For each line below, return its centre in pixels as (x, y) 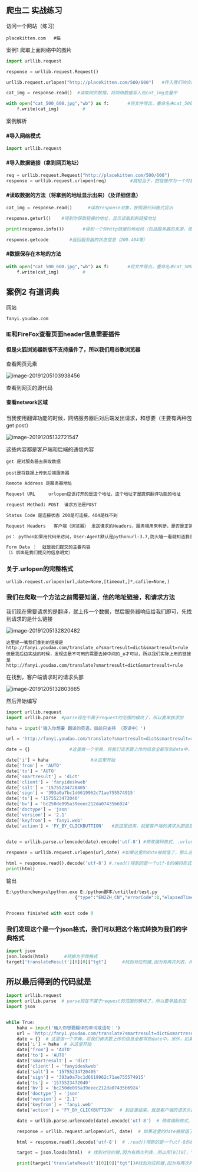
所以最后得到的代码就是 (49, 981)
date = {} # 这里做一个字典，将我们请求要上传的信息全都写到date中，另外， (100, 1039)
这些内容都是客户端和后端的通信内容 (50, 449)
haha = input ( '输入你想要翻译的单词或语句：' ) (69, 1028)
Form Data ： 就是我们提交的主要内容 (48, 547)
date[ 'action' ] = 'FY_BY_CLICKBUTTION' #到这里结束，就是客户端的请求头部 (95, 826)
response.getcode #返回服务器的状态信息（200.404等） (77, 240)
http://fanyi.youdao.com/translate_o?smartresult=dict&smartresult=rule (97, 647)
